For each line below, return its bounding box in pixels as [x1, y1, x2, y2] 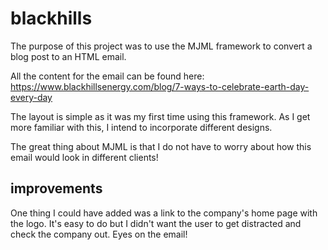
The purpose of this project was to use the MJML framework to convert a [10, 40, 313, 52]
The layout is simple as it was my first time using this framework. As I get [10, 110, 311, 122]
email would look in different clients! [10, 151, 159, 163]
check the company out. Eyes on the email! [10, 228, 188, 240]
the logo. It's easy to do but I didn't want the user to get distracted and [10, 217, 302, 229]
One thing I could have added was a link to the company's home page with [10, 207, 318, 219]
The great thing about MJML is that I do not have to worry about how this [10, 140, 312, 152]
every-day [10, 91, 53, 103]
